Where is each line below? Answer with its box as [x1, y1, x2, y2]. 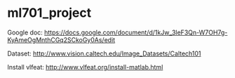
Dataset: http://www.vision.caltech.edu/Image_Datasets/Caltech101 [7, 49, 201, 58]
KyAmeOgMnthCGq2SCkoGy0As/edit [7, 35, 116, 44]
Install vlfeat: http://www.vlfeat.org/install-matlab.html [7, 63, 163, 71]
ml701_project [7, 5, 92, 21]
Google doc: [7, 28, 43, 37]
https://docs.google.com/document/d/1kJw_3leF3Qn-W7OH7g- [44, 28, 228, 37]
